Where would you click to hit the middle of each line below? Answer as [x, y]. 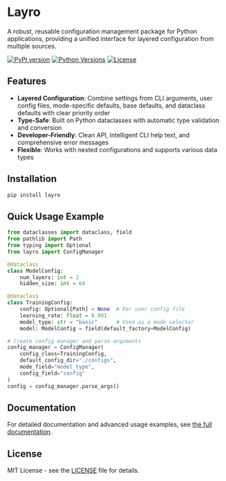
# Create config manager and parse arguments [74, 341]
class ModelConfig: [35, 271]
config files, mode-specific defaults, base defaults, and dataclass [111, 106]
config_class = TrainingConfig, [64, 354]
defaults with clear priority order [64, 112]
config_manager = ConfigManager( [56, 348]
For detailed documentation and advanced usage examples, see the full [110, 425]
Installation [32, 179]
